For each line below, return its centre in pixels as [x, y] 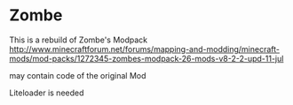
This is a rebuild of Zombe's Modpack [79, 40]
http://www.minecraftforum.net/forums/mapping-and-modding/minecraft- [145, 49]
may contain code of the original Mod [78, 75]
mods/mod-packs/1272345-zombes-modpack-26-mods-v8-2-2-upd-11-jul [146, 58]
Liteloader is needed [47, 93]
